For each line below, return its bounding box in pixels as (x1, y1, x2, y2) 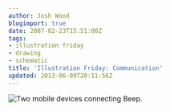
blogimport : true (8, 19, 67, 27)
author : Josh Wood (8, 11, 70, 20)
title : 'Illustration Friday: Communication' (8, 64, 163, 72)
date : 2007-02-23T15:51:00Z (8, 27, 103, 35)
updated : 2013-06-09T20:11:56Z (8, 72, 113, 80)
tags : (8, 34, 26, 43)
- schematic (8, 57, 48, 65)
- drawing (8, 49, 42, 57)
